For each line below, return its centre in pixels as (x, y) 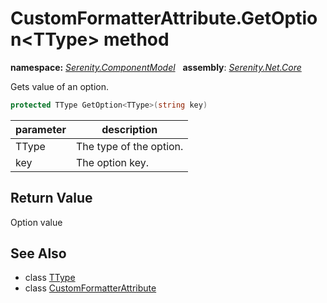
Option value (36, 222)
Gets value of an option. (60, 86)
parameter (41, 129)
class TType (50, 278)
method (136, 39)
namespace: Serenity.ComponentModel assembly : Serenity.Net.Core (156, 67)
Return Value (51, 198)
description (129, 129)
